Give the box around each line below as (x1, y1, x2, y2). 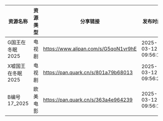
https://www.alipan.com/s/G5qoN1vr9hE (43, 46, 137, 52)
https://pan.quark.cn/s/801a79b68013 (43, 69, 133, 76)
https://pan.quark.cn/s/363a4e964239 (43, 97, 133, 103)
